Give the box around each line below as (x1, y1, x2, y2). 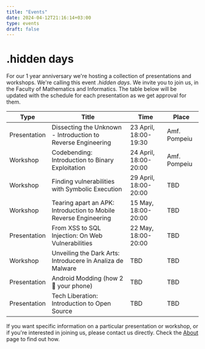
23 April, (130, 123, 155, 132)
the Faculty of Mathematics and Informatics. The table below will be (6, 85, 177, 93)
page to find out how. (6, 336, 60, 343)
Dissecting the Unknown (51, 123, 122, 132)
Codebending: (51, 148, 93, 157)
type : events (6, 20, 40, 26)
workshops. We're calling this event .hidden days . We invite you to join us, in (6, 79, 199, 86)
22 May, (130, 224, 154, 232)
